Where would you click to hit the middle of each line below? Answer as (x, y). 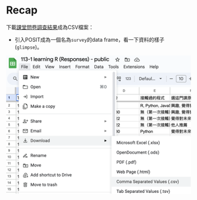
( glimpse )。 (28, 47)
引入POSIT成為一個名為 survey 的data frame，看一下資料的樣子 (89, 39)
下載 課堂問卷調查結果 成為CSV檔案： (50, 27)
